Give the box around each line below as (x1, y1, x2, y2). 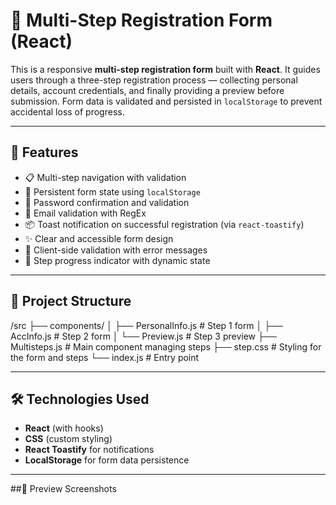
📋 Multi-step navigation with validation (24, 171, 187, 183)
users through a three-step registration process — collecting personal (10, 74, 298, 86)
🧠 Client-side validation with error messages (24, 244, 208, 256)
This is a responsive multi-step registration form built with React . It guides (10, 63, 321, 75)
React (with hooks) (24, 422, 104, 434)
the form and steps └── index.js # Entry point (10, 351, 200, 363)
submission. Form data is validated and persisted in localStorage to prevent (10, 95, 323, 107)
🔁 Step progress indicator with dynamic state (24, 254, 211, 266)
